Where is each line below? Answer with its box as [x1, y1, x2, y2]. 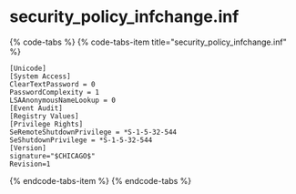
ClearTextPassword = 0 [9, 79, 96, 88]
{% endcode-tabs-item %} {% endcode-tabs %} [9, 175, 192, 186]
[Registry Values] [9, 111, 79, 120]
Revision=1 [9, 159, 51, 168]
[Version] [9, 143, 47, 152]
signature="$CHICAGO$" [9, 151, 96, 160]
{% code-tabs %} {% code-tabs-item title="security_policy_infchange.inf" [9, 36, 287, 47]
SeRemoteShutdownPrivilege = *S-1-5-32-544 [9, 128, 178, 137]
